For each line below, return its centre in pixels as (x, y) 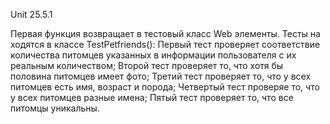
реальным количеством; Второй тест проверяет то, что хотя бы (147, 65)
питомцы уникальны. (55, 108)
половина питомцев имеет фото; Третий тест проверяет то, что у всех (161, 76)
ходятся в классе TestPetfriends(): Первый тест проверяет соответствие (165, 44)
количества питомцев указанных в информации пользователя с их (153, 55)
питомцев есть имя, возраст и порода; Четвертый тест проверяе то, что (165, 87)
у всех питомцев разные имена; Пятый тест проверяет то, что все (152, 97)
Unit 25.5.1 (31, 14)
